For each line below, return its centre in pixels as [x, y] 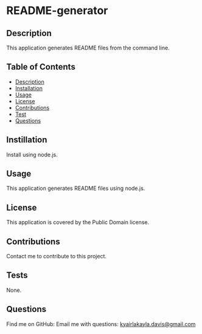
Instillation [27, 140]
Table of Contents [41, 67]
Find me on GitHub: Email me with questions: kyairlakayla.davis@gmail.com [101, 324]
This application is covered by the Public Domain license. [78, 222]
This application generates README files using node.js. [76, 188]
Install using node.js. [32, 154]
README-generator [57, 11]
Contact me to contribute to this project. [57, 256]
